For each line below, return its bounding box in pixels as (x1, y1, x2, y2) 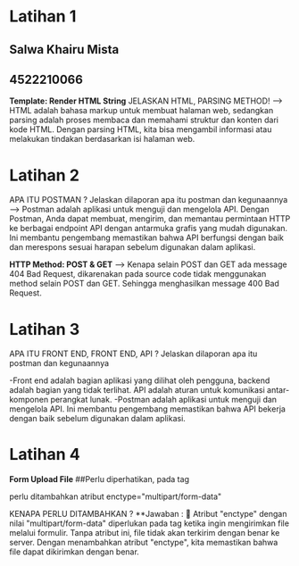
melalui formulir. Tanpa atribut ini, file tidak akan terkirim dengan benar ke (9, 528, 280, 538)
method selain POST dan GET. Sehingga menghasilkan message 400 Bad (9, 279, 279, 289)
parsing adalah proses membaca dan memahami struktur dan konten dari (9, 114, 279, 126)
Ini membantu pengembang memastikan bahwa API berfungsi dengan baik (9, 232, 284, 243)
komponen (9, 395, 49, 405)
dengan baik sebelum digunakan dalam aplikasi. (9, 413, 186, 424)
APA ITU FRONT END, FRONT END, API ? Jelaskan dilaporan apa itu (9, 348, 258, 359)
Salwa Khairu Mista (9, 42, 120, 57)
